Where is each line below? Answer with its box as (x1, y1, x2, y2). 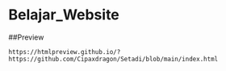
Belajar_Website (8, 6, 119, 24)
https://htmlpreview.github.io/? (8, 48, 121, 56)
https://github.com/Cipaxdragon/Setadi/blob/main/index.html (8, 55, 219, 63)
